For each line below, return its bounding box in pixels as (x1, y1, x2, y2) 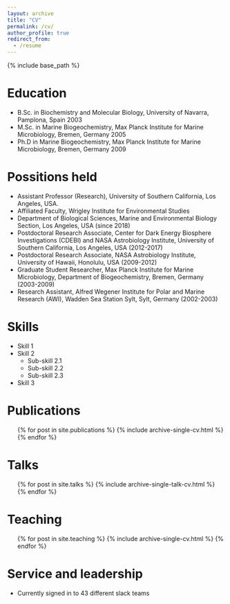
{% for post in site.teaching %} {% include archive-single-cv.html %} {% (17, 534, 224, 542)
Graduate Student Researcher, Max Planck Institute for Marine (17, 265, 194, 274)
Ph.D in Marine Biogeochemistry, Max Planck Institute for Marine (17, 138, 202, 146)
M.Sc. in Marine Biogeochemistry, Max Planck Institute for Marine (17, 122, 204, 131)
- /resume (13, 42, 41, 49)
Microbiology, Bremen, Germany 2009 (17, 144, 126, 153)
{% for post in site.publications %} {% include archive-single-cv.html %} (17, 426, 224, 434)
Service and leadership (7, 566, 143, 581)
